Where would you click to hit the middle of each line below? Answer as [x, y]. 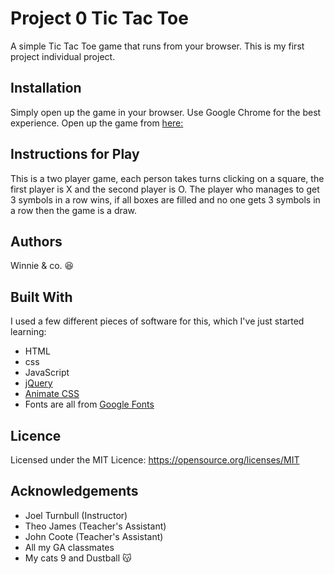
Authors [36, 241]
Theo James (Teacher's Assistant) [95, 526]
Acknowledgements [74, 491]
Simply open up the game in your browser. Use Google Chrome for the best [166, 112]
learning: [28, 332]
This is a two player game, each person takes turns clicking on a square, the [167, 178]
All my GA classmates [69, 547]
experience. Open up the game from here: [97, 123]
